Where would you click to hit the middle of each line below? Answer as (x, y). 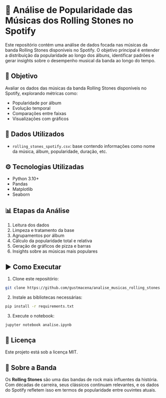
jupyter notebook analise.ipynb (38, 325)
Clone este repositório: (36, 279)
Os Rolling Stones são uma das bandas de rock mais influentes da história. (82, 380)
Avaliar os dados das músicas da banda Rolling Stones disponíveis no (76, 88)
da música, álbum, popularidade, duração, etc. (60, 151)
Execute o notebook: (33, 315)
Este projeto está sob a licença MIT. (41, 352)
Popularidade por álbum (37, 103)
